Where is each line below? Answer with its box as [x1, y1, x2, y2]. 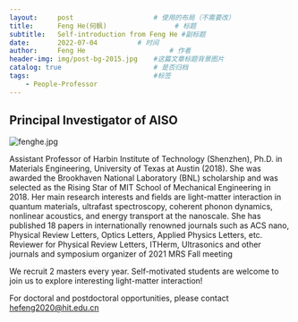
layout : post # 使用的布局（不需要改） [9, 13, 235, 22]
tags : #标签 [9, 72, 172, 80]
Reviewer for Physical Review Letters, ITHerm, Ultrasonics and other [9, 239, 261, 250]
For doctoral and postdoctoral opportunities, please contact [9, 292, 230, 304]
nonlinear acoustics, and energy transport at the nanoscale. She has [9, 211, 261, 222]
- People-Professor [25, 80, 98, 89]
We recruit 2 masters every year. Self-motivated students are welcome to [9, 266, 279, 277]
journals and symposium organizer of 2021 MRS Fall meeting [9, 249, 233, 259]
